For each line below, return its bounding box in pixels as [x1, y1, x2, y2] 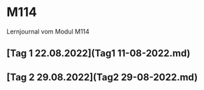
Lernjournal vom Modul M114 [6, 27, 90, 36]
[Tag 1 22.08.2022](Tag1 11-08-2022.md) [6, 47, 191, 59]
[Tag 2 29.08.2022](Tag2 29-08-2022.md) [6, 71, 198, 83]
